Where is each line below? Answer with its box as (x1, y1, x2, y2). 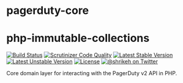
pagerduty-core (6, 4, 89, 18)
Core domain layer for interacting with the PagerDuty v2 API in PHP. (6, 70, 177, 77)
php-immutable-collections (6, 32, 150, 45)
